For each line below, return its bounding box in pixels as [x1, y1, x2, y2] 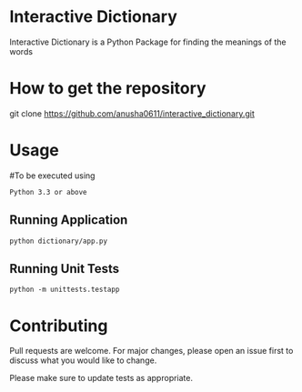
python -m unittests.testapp [9, 285, 120, 295]
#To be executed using [9, 170, 96, 181]
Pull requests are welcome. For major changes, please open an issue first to [9, 346, 294, 357]
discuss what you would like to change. [9, 355, 157, 366]
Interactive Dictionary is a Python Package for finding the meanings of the [9, 36, 287, 47]
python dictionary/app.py [9, 236, 107, 246]
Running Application [9, 212, 128, 228]
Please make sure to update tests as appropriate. [9, 373, 194, 384]
